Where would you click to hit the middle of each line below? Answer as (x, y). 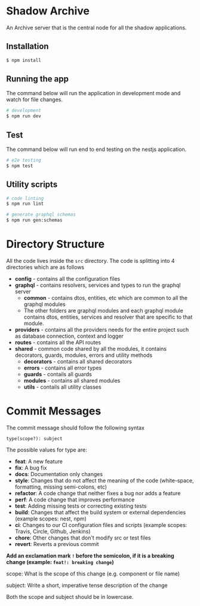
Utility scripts (32, 185)
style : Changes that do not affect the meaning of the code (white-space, (104, 480)
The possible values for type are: (47, 450)
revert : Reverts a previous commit (57, 544)
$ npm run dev (24, 116)
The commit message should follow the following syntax (76, 428)
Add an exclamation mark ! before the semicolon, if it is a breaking (90, 556)
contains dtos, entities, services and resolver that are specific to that (108, 317)
